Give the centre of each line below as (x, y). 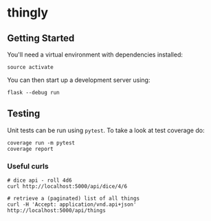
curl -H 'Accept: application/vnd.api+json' (72, 204)
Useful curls (28, 166)
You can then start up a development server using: (79, 80)
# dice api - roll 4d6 (40, 180)
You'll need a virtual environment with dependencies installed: (95, 54)
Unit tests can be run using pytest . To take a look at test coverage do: (106, 130)
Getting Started (41, 38)
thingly (28, 13)
